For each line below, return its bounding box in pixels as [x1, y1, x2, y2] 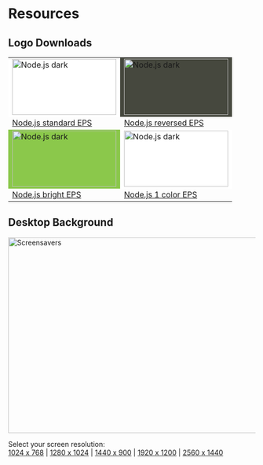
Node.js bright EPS [12, 190, 82, 200]
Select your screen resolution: [8, 439, 105, 448]
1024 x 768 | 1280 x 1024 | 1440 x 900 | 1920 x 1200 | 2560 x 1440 [8, 448, 224, 457]
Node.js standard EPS [12, 117, 93, 128]
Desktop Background [8, 216, 114, 229]
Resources [8, 5, 80, 23]
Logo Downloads [8, 36, 93, 50]
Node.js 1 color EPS [124, 190, 198, 200]
